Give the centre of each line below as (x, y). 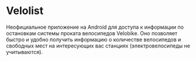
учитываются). (24, 52)
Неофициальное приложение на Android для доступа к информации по (95, 27)
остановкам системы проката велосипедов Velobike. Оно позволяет (92, 33)
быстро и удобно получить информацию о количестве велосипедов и (94, 39)
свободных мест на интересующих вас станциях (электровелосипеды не (98, 46)
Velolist (25, 11)
